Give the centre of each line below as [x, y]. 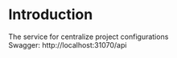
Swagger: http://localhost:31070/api [68, 44]
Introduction [51, 15]
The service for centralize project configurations [88, 37]
